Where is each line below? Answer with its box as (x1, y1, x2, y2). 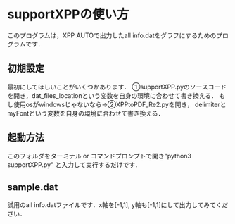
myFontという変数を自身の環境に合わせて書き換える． (7, 108, 165, 117)
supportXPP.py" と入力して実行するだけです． (7, 160, 141, 169)
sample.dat (7, 181, 58, 193)
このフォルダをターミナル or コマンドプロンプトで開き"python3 (7, 151, 192, 160)
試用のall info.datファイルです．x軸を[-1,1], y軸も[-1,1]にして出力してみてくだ (7, 201, 229, 209)
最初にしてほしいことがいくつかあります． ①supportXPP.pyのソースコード (7, 82, 227, 91)
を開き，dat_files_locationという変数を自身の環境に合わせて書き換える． (7, 91, 218, 99)
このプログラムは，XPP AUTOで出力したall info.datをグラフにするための (7, 31, 217, 39)
